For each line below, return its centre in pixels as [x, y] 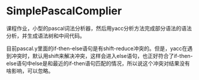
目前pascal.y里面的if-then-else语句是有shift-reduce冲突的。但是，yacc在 [97, 48]
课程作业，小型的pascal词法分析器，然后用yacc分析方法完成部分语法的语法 [99, 28]
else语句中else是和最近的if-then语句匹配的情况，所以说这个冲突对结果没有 [98, 63]
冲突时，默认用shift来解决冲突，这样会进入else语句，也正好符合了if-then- [102, 56]
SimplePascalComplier [64, 11]
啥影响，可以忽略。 [30, 70]
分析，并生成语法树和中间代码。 [46, 36]
